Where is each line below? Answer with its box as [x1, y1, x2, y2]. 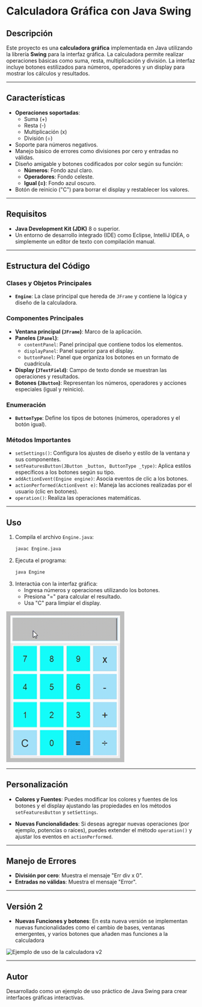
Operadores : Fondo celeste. [23, 173, 94, 180]
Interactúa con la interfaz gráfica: [14, 580, 98, 587]
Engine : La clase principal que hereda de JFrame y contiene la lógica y [14, 292, 188, 300]
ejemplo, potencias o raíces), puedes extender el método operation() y [14, 826, 192, 833]
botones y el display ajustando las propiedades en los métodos [14, 802, 171, 809]
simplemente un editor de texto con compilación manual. [14, 238, 156, 245]
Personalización [6, 780, 69, 790]
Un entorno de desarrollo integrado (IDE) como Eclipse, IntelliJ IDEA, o [14, 231, 190, 239]
